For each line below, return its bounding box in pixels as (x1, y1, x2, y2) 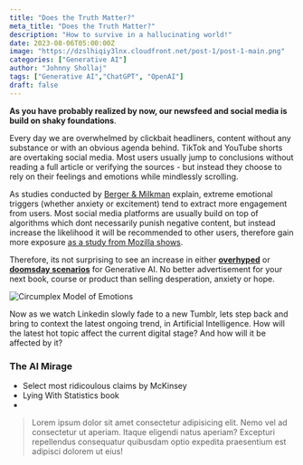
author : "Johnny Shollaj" (9, 64, 107, 73)
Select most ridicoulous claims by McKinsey (22, 380, 187, 391)
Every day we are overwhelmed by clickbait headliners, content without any (9, 132, 291, 143)
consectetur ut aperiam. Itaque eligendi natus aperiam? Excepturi (31, 426, 276, 437)
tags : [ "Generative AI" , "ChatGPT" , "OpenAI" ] (9, 72, 184, 81)
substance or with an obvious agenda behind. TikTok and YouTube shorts (9, 142, 283, 153)
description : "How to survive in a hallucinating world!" (9, 30, 232, 39)
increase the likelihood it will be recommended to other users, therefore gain (9, 227, 294, 238)
